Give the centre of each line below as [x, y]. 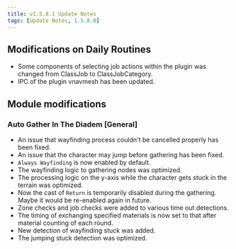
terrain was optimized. [50, 185]
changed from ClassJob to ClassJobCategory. [85, 74]
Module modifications [57, 104]
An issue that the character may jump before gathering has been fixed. [121, 155]
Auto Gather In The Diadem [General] [73, 124]
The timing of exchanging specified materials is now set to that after [117, 215]
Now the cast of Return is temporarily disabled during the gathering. [117, 192]
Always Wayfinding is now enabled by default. [84, 162]
